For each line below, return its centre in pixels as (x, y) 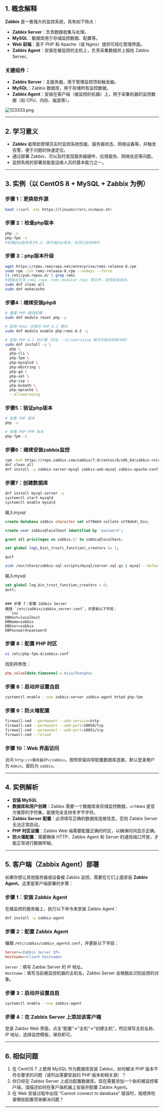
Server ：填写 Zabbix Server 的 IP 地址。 (45, 967)
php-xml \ (19, 376)
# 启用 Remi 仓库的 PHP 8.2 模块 (36, 327)
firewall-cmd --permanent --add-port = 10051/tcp (54, 730)
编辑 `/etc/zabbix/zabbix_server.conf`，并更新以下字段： (61, 609)
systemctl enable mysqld (30, 502)
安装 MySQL (25, 800)
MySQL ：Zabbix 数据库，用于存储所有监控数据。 (61, 88)
